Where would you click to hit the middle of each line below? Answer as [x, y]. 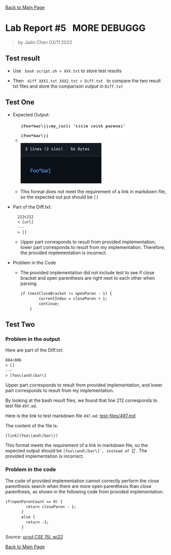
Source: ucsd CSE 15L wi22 [34, 537]
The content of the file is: [32, 426]
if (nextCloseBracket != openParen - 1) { [66, 293]
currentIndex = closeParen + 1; [73, 299]
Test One [20, 102]
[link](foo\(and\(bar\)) [32, 436]
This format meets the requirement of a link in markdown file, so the [77, 445]
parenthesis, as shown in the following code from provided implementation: [84, 491]
